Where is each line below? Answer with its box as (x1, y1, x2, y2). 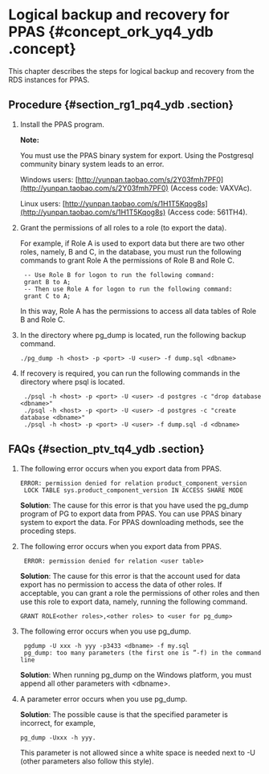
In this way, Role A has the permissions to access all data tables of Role (19, 306, 257, 316)
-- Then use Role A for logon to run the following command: (23, 285, 233, 293)
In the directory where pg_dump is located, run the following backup (19, 330, 247, 340)
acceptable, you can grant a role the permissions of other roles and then (19, 588, 260, 597)
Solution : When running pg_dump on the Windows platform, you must (19, 670, 252, 679)
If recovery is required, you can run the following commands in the (19, 368, 241, 378)
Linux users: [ (19, 198, 66, 208)
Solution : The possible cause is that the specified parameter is (19, 709, 229, 719)
